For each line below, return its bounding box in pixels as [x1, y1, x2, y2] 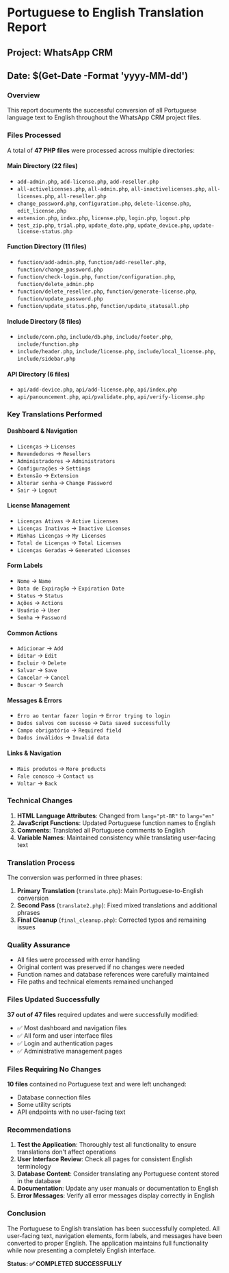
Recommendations [7, 1125, 72, 1134]
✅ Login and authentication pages [16, 1039, 113, 1047]
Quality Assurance [7, 940, 70, 950]
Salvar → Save [16, 666, 57, 674]
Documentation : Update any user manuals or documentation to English [16, 1185, 219, 1193]
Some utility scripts [16, 1101, 72, 1108]
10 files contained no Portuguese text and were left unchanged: [7, 1080, 187, 1088]
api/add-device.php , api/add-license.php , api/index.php [16, 385, 178, 394]
